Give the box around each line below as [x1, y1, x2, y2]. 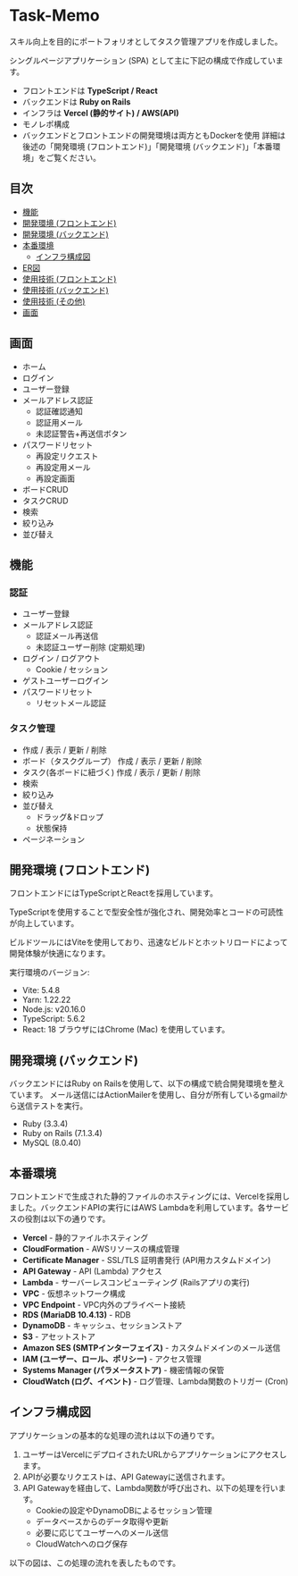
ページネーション [21, 833, 86, 845]
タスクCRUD [21, 495, 69, 506]
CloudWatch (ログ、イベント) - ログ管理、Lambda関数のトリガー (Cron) [21, 1376, 289, 1386]
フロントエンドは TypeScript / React [21, 85, 158, 96]
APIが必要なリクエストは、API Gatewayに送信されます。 [21, 1471, 230, 1482]
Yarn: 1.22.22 [21, 994, 71, 1006]
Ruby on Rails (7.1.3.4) [21, 1128, 103, 1139]
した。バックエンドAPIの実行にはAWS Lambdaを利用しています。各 [16, 1201, 266, 1212]
